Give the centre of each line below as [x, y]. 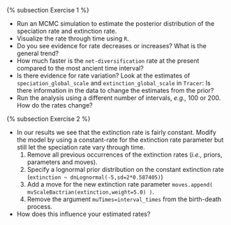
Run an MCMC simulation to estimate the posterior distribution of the [115, 23]
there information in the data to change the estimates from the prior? [115, 90]
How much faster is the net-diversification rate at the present [108, 61]
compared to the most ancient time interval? [80, 68]
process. [40, 206]
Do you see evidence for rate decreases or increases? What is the [111, 46]
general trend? [38, 53]
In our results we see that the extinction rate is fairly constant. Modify [117, 132]
